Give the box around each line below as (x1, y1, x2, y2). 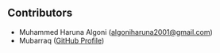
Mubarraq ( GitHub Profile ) (18, 36, 105, 45)
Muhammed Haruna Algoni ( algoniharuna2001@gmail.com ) (18, 27, 214, 36)
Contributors (7, 6, 73, 20)
